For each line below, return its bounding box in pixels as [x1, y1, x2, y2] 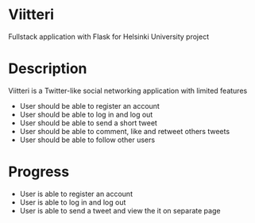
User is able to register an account [19, 189, 133, 198]
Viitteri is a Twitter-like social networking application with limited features [8, 86, 248, 95]
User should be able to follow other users [19, 135, 156, 144]
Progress [8, 163, 70, 181]
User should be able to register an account [19, 101, 160, 110]
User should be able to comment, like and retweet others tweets [19, 126, 230, 136]
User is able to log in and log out [19, 197, 126, 207]
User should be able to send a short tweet [19, 117, 157, 128]
